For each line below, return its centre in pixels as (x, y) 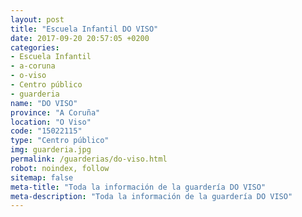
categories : (35, 47)
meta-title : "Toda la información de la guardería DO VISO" (138, 187)
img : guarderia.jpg (51, 150)
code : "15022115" (46, 131)
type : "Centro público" (60, 141)
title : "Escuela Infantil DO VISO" (84, 29)
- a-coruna (33, 66)
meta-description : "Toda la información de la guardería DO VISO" (151, 196)
